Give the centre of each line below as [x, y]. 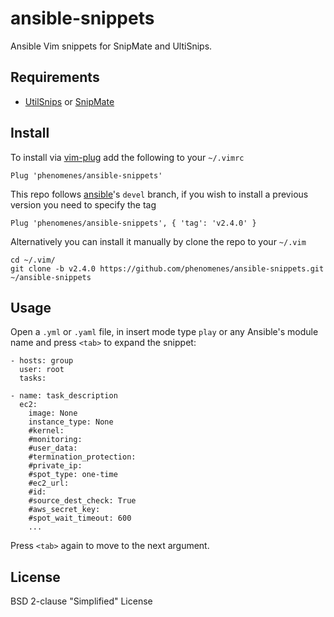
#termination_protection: [82, 457]
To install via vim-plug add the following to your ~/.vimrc [127, 157]
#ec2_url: [49, 483]
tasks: [33, 378]
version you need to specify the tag [83, 204]
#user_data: [53, 448]
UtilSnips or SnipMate [69, 101]
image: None [53, 413]
